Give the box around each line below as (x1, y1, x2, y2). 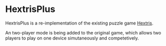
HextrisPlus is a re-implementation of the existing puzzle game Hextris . (5, 20, 153, 26)
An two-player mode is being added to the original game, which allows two (5, 29, 161, 35)
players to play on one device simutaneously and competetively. (5, 35, 139, 41)
